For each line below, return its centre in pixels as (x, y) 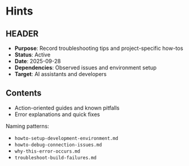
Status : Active (33, 55)
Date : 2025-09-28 (38, 61)
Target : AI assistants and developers (60, 74)
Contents (24, 93)
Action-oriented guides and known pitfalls (67, 108)
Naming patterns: (27, 126)
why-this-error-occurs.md (47, 151)
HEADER (22, 34)
